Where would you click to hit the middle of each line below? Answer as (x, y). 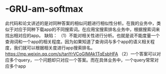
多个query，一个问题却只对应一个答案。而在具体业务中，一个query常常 (82, 60)
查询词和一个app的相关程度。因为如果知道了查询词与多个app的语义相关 (78, 41)
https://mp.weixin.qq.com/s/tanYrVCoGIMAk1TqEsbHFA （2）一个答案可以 (81, 54)
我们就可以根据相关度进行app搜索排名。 (54, 48)
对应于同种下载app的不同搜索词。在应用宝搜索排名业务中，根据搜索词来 (87, 29)
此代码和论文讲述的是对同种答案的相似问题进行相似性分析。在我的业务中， (81, 23)
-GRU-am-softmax (44, 9)
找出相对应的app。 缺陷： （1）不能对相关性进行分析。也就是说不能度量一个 (83, 35)
